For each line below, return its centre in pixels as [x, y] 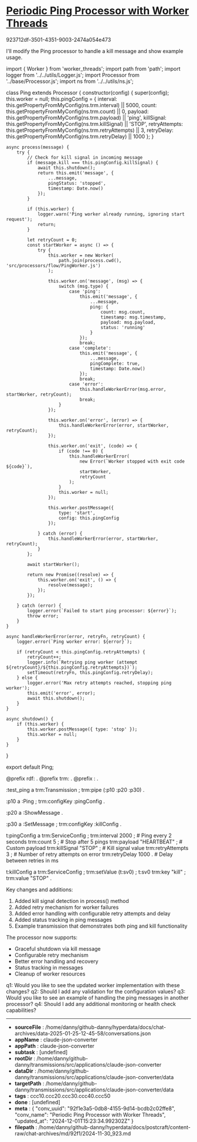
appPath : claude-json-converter [55, 1045]
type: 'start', [77, 513]
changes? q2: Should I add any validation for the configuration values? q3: [96, 991]
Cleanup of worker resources [50, 974]
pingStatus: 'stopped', [77, 183]
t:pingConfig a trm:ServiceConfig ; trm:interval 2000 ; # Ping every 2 [89, 835]
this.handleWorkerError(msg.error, [123, 389]
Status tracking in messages [49, 967]
